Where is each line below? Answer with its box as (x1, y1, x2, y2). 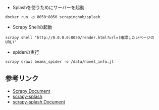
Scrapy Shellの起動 (12, 24, 52, 30)
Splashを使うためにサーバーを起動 (12, 5, 85, 10)
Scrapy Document (12, 88, 50, 94)
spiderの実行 (12, 49, 39, 55)
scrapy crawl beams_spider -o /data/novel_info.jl (5, 59, 114, 64)
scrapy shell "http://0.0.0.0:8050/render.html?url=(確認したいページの (5, 35, 154, 40)
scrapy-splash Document (12, 98, 66, 105)
